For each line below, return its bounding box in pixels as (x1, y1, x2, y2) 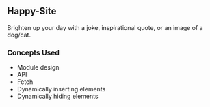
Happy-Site (7, 5, 57, 17)
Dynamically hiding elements (16, 92, 99, 101)
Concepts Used (7, 48, 60, 57)
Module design (16, 63, 60, 72)
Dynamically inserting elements (16, 85, 106, 93)
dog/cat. (7, 31, 31, 39)
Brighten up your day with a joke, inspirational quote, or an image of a (7, 23, 203, 31)
